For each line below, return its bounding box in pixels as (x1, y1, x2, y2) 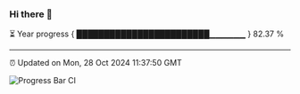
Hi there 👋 (9, 8, 54, 20)
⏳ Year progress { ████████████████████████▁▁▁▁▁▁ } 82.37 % (9, 28, 284, 39)
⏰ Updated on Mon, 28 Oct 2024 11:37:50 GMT (9, 58, 183, 68)
